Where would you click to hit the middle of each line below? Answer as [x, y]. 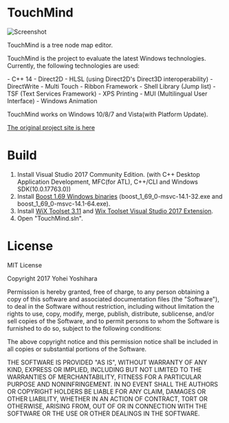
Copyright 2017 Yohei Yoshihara [52, 278]
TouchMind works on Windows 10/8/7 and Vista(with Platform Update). [108, 114]
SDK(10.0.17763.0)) [44, 189]
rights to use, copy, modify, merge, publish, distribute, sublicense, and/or [111, 314]
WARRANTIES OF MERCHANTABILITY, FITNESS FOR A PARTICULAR [104, 377]
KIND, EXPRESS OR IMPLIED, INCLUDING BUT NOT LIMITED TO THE [105, 369]
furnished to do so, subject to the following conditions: [84, 328]
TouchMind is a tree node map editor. [60, 45]
